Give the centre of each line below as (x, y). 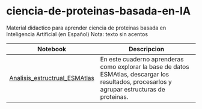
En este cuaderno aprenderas (142, 59)
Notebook (52, 49)
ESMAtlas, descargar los (135, 74)
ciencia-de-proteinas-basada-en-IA (99, 11)
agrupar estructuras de (133, 89)
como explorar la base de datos (145, 66)
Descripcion (146, 49)
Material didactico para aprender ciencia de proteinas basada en (86, 28)
